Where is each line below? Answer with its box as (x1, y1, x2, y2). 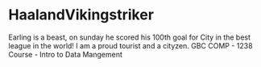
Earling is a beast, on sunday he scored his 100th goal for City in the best (8, 32, 251, 42)
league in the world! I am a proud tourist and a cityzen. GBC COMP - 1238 (8, 40, 253, 50)
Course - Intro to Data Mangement (8, 49, 123, 59)
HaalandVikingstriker (8, 6, 155, 24)
